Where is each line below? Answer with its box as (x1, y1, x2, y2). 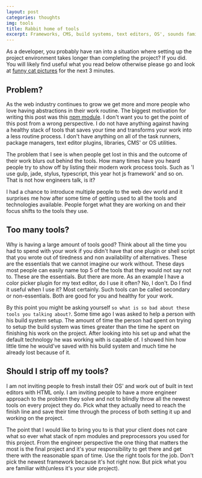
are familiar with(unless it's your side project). (6, 464, 120, 471)
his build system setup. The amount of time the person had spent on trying (6, 316, 191, 323)
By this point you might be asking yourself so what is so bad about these (6, 304, 190, 311)
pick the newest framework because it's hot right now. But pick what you (6, 458, 187, 465)
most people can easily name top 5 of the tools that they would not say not (6, 266, 191, 273)
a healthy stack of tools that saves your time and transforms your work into (6, 126, 192, 133)
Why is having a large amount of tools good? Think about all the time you (6, 241, 187, 248)
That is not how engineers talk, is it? (6, 176, 96, 183)
